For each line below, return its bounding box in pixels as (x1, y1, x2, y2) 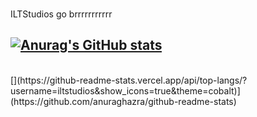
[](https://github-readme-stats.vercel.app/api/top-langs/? (10, 74, 248, 86)
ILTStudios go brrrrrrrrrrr (10, 8, 113, 20)
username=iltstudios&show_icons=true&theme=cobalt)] (10, 84, 241, 97)
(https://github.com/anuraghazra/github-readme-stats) (10, 95, 237, 107)
